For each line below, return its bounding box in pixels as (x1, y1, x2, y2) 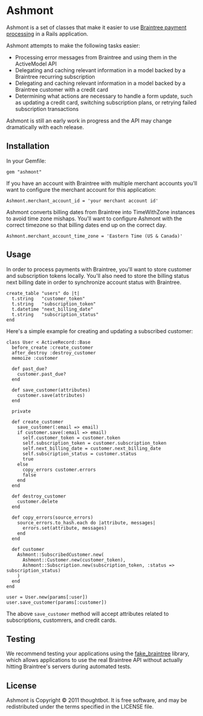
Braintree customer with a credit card (15, 86, 108, 93)
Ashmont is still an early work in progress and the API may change (6, 117, 172, 124)
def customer (12, 546, 45, 552)
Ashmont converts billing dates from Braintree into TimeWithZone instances (6, 208, 195, 215)
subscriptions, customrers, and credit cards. (6, 616, 117, 624)
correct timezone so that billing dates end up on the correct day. (6, 221, 167, 228)
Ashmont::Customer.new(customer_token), (22, 556, 126, 563)
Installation (6, 141, 50, 152)
